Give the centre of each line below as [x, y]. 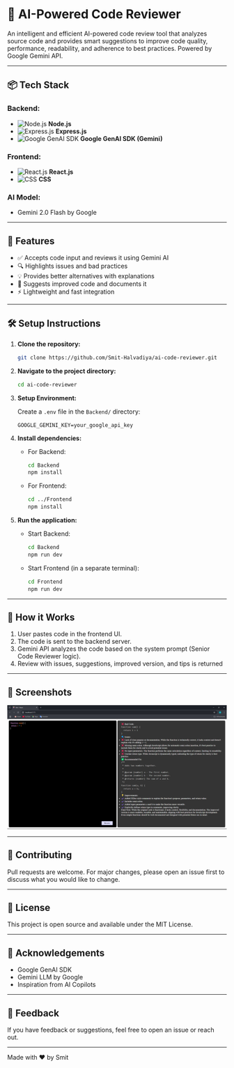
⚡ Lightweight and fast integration [66, 292]
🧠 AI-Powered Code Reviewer [94, 14]
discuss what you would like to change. [64, 879]
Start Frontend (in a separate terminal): [83, 568]
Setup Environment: [47, 398]
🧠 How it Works [41, 617]
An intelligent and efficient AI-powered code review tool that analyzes [107, 33]
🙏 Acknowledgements [56, 953]
